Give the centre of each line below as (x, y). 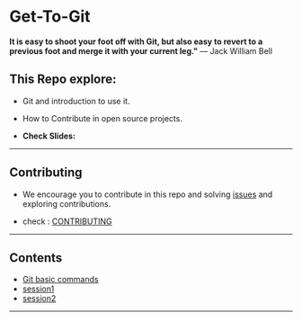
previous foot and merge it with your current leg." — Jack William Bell (141, 50)
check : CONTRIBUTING (67, 221)
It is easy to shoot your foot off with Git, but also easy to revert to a (136, 41)
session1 (38, 289)
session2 (39, 299)
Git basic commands (60, 280)
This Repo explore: (63, 80)
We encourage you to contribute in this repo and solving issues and (147, 194)
